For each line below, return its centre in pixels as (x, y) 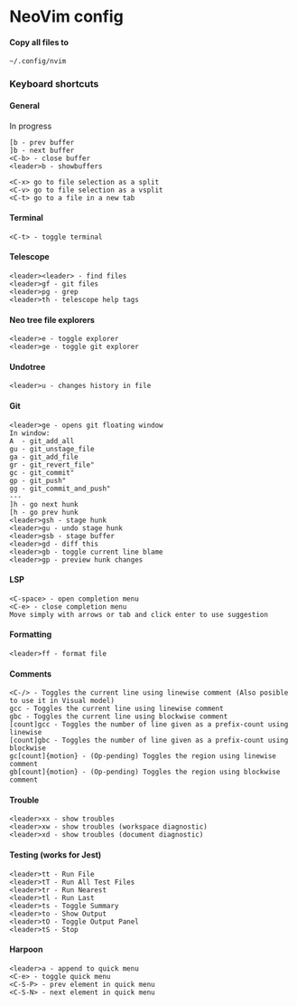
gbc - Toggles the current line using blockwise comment (119, 717)
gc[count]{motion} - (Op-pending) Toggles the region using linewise (143, 756)
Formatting (31, 634)
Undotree (28, 366)
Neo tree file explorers (52, 319)
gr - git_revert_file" (52, 465)
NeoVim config (66, 17)
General (25, 105)
